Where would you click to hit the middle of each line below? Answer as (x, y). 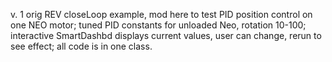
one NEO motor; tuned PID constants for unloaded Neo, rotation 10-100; (158, 25)
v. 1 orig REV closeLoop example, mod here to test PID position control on (161, 14)
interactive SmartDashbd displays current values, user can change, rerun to (166, 35)
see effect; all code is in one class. (81, 46)
